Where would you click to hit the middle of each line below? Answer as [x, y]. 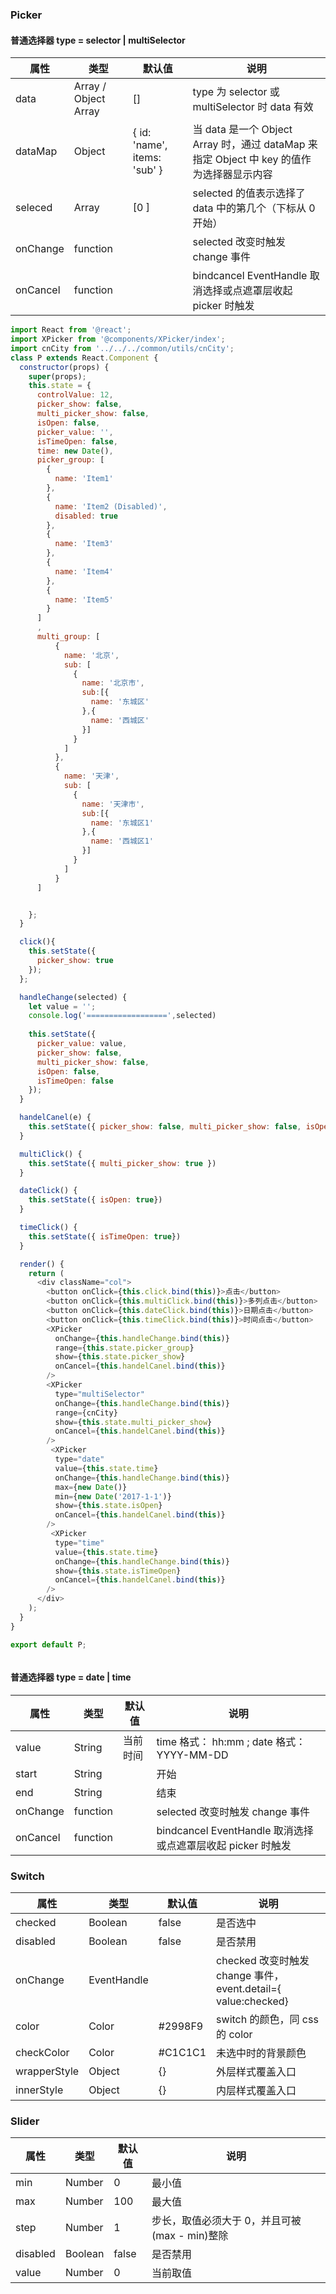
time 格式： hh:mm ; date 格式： [231, 1741]
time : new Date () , [75, 451]
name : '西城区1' [122, 841]
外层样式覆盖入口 [256, 2071]
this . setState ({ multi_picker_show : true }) [122, 1163]
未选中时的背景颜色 [261, 2053]
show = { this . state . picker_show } [120, 1357]
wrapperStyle [47, 2071]
